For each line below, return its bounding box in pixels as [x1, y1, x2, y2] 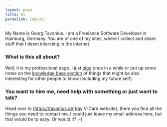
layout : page [5, 7, 32, 12]
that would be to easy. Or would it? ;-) [5, 116, 83, 122]
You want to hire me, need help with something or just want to [5, 88, 158, 95]
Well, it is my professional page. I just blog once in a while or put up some [5, 64, 156, 70]
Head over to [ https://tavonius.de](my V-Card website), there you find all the [5, 105, 162, 111]
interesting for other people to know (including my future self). [5, 75, 133, 81]
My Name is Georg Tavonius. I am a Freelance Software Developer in [5, 30, 147, 36]
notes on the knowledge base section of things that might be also [5, 70, 140, 76]
